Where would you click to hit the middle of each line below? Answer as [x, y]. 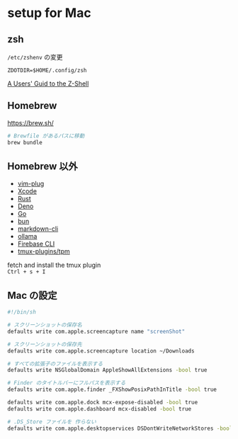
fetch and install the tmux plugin [54, 265]
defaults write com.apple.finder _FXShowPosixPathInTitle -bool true [112, 390]
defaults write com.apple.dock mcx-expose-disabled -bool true [103, 403]
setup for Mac [49, 13]
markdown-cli [38, 229]
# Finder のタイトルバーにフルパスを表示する [67, 383]
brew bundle [25, 142]
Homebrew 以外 [42, 166]
